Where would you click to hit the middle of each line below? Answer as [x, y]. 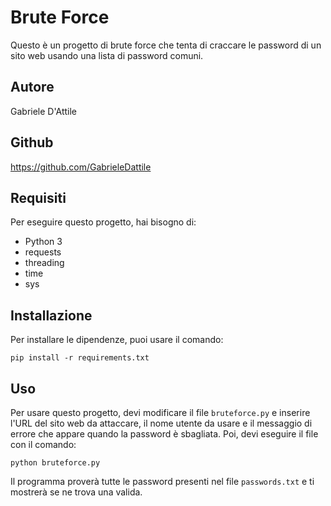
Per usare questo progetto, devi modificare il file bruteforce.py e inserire [160, 412]
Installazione [51, 315]
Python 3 [43, 242]
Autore [32, 87]
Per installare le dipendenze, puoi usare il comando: [117, 340]
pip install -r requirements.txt [80, 358]
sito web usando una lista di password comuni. [107, 55]
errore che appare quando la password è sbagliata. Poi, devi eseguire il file [164, 434]
